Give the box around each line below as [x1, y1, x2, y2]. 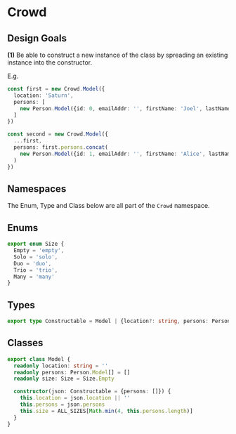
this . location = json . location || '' [20, 395, 131, 402]
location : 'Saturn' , [13, 92, 74, 99]
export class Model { [7, 355, 71, 362]
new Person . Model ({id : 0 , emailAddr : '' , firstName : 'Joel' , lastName [20, 105, 231, 112]
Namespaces [7, 183, 67, 195]
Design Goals [7, 32, 67, 44]
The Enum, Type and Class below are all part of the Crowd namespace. [7, 202, 210, 210]
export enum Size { [7, 240, 65, 248]
